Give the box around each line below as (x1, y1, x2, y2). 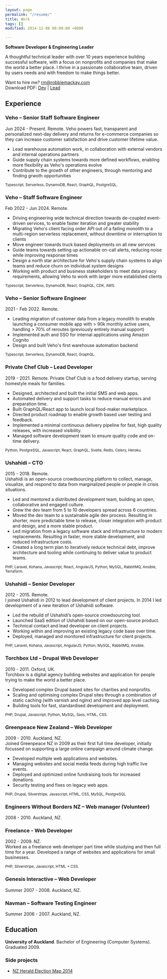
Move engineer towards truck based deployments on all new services (12, 241, 156, 248)
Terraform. (5, 569, 24, 574)
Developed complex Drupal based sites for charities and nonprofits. (12, 687, 152, 693)
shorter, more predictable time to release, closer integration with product (12, 518, 162, 523)
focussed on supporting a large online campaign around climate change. (5, 746, 155, 752)
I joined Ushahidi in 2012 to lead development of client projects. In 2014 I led (5, 597, 162, 603)
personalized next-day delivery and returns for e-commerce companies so (5, 131, 159, 137)
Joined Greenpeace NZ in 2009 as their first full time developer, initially (5, 740, 152, 746)
